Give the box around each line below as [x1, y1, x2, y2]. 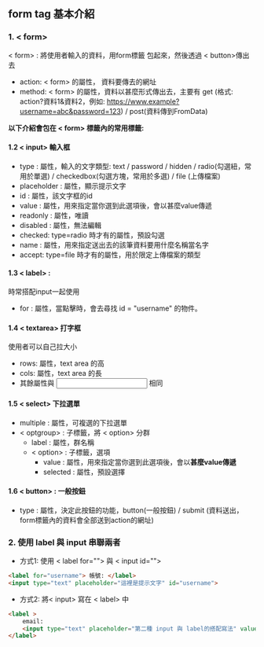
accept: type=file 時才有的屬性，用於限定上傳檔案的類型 [19, 250, 201, 259]
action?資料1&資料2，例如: [19, 97, 105, 106]
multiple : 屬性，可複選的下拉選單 [19, 417, 127, 427]
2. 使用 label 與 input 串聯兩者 [8, 537, 121, 548]
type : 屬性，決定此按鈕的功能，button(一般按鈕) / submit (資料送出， [19, 505, 244, 515]
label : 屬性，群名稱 [31, 437, 94, 447]
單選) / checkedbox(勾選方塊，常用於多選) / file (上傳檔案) [33, 171, 222, 181]
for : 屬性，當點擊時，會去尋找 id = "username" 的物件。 [19, 303, 202, 313]
